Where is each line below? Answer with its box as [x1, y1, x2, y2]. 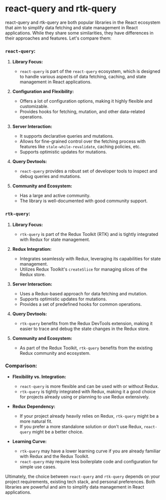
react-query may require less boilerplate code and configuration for [19, 458, 158, 464]
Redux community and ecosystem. [19, 350, 91, 356]
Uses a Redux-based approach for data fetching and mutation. [19, 290, 148, 296]
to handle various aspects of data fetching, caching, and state [19, 74, 146, 80]
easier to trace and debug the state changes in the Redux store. [19, 326, 150, 332]
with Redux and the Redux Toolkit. [19, 453, 90, 459]
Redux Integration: [12, 246, 52, 252]
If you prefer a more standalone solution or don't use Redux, [19, 423, 143, 429]
